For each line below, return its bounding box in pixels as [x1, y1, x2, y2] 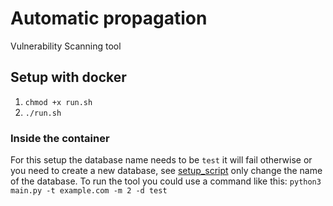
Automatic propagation [10, 7, 208, 30]
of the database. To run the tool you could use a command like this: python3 [10, 175, 322, 187]
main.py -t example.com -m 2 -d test [10, 186, 168, 196]
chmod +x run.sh [24, 97, 93, 107]
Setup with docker [10, 69, 127, 86]
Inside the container [10, 131, 110, 145]
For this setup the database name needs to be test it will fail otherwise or [10, 154, 313, 166]
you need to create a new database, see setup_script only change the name [10, 165, 323, 177]
